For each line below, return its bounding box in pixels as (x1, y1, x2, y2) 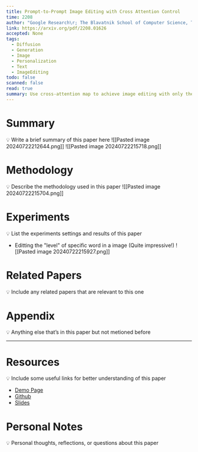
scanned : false (6, 80, 44, 86)
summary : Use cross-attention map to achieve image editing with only (6, 91, 183, 97)
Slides (14, 399, 30, 407)
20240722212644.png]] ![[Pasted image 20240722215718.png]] (6, 142, 162, 149)
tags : (6, 36, 19, 42)
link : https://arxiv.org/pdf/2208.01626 (6, 25, 107, 31)
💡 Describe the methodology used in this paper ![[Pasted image (6, 183, 161, 190)
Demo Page (14, 386, 44, 394)
